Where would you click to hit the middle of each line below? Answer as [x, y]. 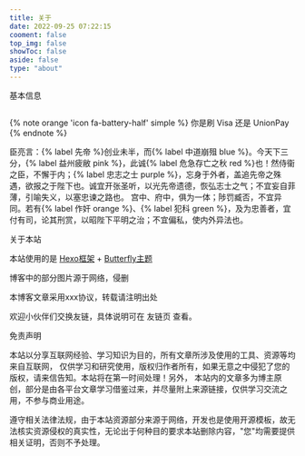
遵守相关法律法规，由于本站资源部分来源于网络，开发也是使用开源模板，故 [148, 420]
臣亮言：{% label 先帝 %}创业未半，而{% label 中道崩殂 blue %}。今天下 [145, 152]
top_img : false [38, 43]
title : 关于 [30, 18]
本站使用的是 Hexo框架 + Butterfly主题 [81, 258]
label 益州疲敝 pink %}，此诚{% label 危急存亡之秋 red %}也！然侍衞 [167, 163]
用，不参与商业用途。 [49, 400]
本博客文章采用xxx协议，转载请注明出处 [84, 297]
